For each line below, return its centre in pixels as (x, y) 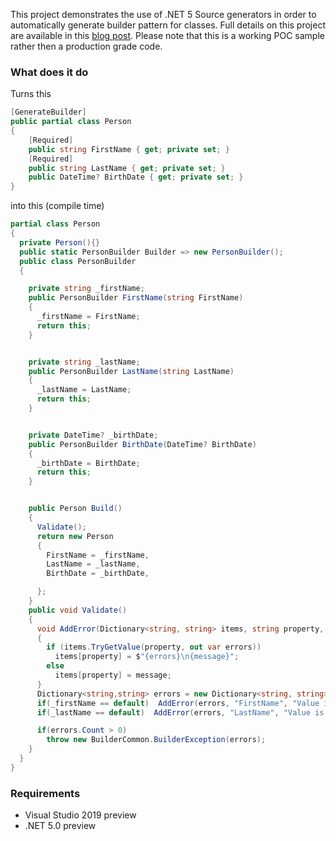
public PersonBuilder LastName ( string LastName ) (131, 371)
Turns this (31, 94)
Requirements (45, 793)
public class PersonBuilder (78, 261)
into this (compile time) (57, 206)
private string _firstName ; (86, 289)
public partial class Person (71, 122)
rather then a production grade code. (86, 46)
